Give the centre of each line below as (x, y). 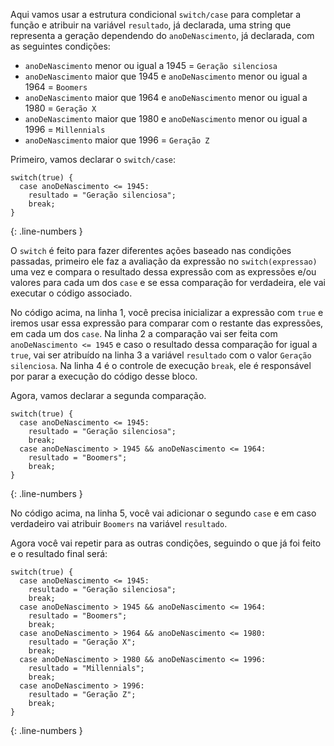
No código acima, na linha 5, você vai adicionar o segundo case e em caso (163, 513)
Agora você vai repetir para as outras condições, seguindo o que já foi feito (166, 543)
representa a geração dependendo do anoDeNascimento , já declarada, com (162, 35)
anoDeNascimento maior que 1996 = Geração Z (117, 140)
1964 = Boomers (56, 87)
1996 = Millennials (65, 129)
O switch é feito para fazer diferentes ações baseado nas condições (151, 250)
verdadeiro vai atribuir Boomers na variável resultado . (119, 523)
